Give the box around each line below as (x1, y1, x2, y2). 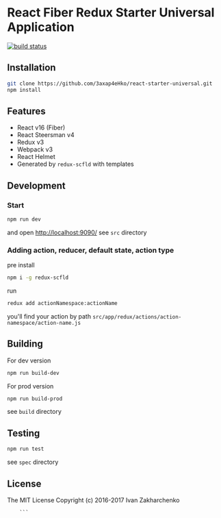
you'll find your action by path (7, 312, 91, 320)
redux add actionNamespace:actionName (7, 300, 118, 307)
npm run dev (7, 216, 41, 223)
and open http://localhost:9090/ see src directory (7, 228, 147, 236)
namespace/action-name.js (7, 319, 81, 326)
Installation (7, 62, 56, 73)
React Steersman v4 (16, 131, 75, 139)
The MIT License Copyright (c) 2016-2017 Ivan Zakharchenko (7, 495, 180, 504)
